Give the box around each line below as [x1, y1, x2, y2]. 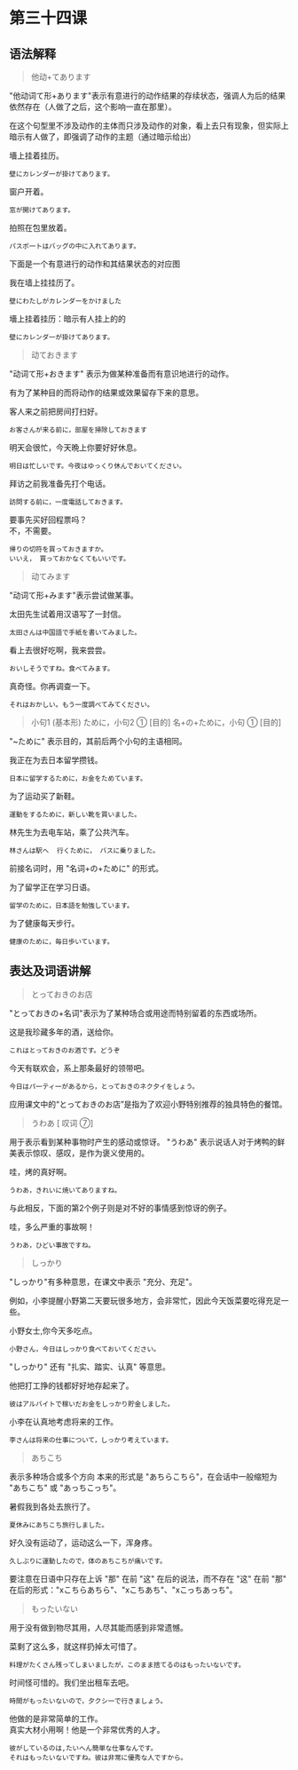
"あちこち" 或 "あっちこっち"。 [9, 1482, 122, 1493]
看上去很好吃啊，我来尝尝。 [9, 645, 111, 655]
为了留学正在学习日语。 [9, 882, 95, 893]
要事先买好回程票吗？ [9, 514, 87, 525]
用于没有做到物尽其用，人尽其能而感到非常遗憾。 [9, 1622, 188, 1632]
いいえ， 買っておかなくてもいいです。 [9, 554, 130, 563]
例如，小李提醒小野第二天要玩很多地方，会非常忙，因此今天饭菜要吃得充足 [9, 1295, 281, 1306]
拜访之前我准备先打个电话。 [9, 479, 111, 488]
